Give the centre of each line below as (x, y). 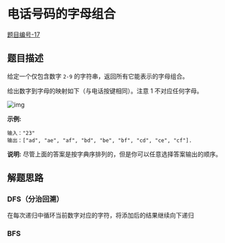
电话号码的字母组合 (62, 14)
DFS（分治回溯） (35, 199)
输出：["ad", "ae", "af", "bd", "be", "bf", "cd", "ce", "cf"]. (100, 140)
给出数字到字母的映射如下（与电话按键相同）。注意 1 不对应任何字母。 (105, 91)
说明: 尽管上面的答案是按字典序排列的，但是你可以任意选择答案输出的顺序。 (115, 154)
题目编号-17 (24, 34)
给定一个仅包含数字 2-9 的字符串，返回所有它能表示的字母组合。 (98, 76)
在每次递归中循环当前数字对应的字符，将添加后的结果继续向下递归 (100, 215)
